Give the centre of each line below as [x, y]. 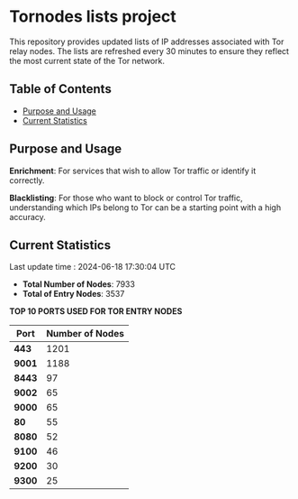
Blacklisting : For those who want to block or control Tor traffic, [126, 198]
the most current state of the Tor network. [87, 60]
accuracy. [28, 217]
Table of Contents [61, 89]
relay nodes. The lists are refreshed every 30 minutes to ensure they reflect [149, 51]
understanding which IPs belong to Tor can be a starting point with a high [145, 207]
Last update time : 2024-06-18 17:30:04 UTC [93, 267]
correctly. [27, 180]
